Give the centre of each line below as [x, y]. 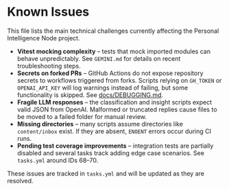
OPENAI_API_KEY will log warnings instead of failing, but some [103, 87]
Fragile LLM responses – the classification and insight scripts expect [114, 102]
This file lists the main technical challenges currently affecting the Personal [113, 31]
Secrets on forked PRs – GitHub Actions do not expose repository [110, 73]
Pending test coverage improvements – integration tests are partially [115, 146]
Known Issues [48, 12]
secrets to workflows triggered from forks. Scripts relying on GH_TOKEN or [119, 80]
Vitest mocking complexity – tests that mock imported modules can [114, 51]
